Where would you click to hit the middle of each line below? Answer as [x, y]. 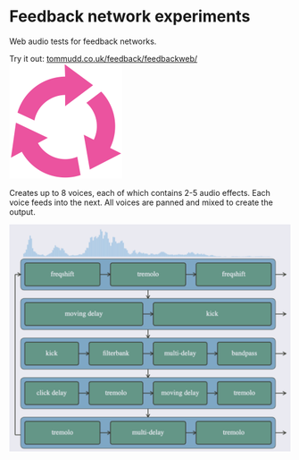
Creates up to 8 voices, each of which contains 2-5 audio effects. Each [140, 192]
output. [22, 211]
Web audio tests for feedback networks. [83, 41]
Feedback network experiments [130, 17]
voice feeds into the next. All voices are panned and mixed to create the [141, 202]
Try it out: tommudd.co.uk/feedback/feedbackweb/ [104, 58]
